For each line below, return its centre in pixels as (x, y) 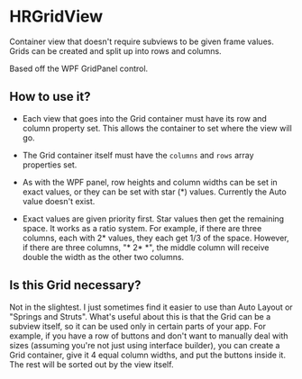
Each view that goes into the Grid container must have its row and (145, 118)
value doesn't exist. (59, 201)
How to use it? (50, 97)
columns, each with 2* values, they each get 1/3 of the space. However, (156, 238)
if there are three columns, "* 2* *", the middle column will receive (146, 247)
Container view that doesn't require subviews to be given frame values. (142, 41)
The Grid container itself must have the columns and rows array (138, 155)
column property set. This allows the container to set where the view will (157, 128)
